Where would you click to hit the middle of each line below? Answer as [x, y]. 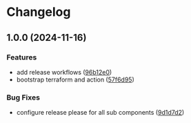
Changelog [39, 12]
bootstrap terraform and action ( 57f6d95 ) [76, 79]
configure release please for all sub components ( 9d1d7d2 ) [100, 113]
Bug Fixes [23, 97]
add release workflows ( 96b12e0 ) [64, 72]
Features [22, 57]
